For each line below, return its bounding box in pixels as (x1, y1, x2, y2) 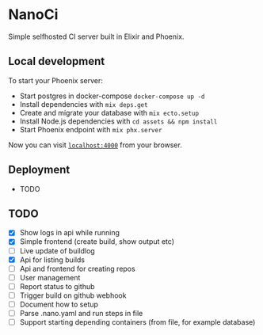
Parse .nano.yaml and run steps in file (19, 308, 143, 318)
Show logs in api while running (19, 228, 120, 238)
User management (19, 272, 81, 282)
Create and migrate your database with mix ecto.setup (19, 108, 200, 117)
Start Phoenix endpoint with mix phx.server (19, 124, 162, 134)
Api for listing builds (19, 255, 86, 265)
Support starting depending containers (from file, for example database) (19, 318, 256, 326)
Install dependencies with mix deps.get (19, 99, 148, 108)
